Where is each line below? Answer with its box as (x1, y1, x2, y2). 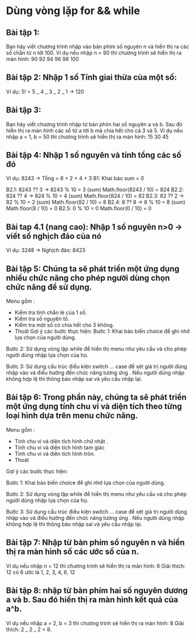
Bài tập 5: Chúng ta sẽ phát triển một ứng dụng (6, 264, 180, 274)
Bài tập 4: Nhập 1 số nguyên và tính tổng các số (6, 150, 181, 160)
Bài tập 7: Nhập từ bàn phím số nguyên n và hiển (6, 538, 185, 548)
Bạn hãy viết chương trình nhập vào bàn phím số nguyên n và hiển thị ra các (6, 43, 190, 50)
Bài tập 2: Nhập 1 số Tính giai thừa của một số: (6, 72, 177, 83)
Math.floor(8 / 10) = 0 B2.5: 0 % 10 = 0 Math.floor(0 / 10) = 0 (6, 205, 152, 212)
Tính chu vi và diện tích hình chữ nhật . (14, 437, 108, 444)
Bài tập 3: (6, 105, 42, 115)
